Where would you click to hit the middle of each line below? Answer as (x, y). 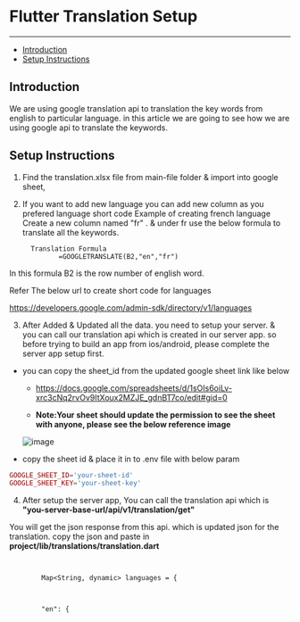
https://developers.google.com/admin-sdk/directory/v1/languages (131, 307)
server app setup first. (63, 353)
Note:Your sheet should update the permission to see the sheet (155, 415)
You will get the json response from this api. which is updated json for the (144, 527)
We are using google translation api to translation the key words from (136, 108)
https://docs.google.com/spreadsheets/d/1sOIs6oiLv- (134, 388)
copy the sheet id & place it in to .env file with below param (131, 459)
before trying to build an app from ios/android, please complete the (146, 344)
